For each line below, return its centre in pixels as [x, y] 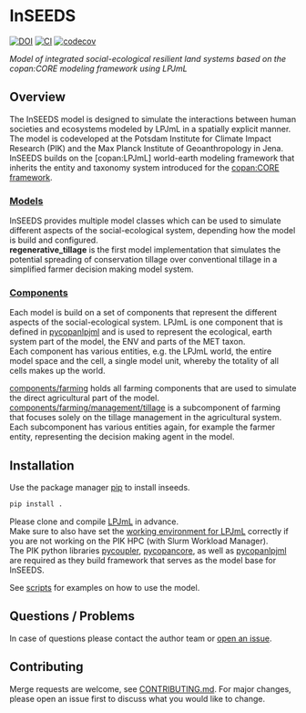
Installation [42, 465]
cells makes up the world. [58, 371]
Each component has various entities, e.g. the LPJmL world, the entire [141, 351]
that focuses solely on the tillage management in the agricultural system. [146, 418]
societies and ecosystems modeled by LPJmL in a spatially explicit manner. [150, 129]
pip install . [36, 504]
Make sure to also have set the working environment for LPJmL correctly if [149, 532]
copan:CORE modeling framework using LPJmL [99, 68]
